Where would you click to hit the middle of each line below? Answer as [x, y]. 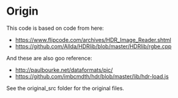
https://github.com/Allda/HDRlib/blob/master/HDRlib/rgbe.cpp [93, 46]
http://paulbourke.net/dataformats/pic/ [64, 70]
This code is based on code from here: [55, 28]
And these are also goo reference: [50, 58]
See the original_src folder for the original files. [65, 88]
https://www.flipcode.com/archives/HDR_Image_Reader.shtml [93, 40]
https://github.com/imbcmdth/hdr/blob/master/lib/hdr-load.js [92, 76]
